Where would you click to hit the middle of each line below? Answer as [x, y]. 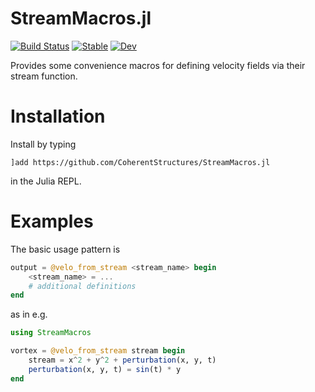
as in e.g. [29, 314]
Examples [52, 221]
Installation [58, 116]
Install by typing [43, 144]
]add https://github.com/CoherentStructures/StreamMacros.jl [140, 162]
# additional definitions [82, 286]
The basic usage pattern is [65, 249]
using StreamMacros [51, 333]
